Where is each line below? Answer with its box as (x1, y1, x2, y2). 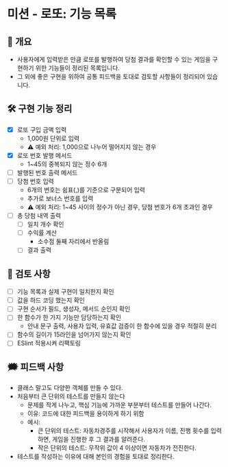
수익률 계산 (27, 229, 57, 237)
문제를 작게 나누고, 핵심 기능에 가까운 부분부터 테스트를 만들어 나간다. (27, 401, 212, 409)
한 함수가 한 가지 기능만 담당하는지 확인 (16, 313, 122, 321)
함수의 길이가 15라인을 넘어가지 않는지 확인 (16, 330, 131, 339)
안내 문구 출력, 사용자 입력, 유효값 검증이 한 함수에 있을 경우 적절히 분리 (27, 322, 217, 330)
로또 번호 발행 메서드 (16, 151, 73, 159)
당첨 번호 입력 (16, 177, 54, 185)
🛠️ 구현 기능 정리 (7, 103, 73, 115)
